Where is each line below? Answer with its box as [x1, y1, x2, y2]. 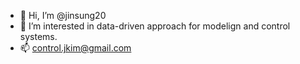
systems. [19, 31, 58, 42]
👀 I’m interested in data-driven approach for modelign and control [19, 20, 291, 32]
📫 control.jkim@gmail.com [19, 42, 132, 54]
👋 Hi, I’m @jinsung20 [19, 10, 107, 21]
